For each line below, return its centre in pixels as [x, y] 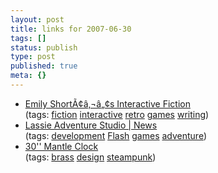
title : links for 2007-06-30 [71, 29]
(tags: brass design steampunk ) [90, 157]
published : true [44, 66]
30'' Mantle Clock [61, 146]
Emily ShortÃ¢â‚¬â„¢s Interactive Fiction [107, 103]
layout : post [37, 19]
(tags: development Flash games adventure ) [116, 135]
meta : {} [28, 76]
